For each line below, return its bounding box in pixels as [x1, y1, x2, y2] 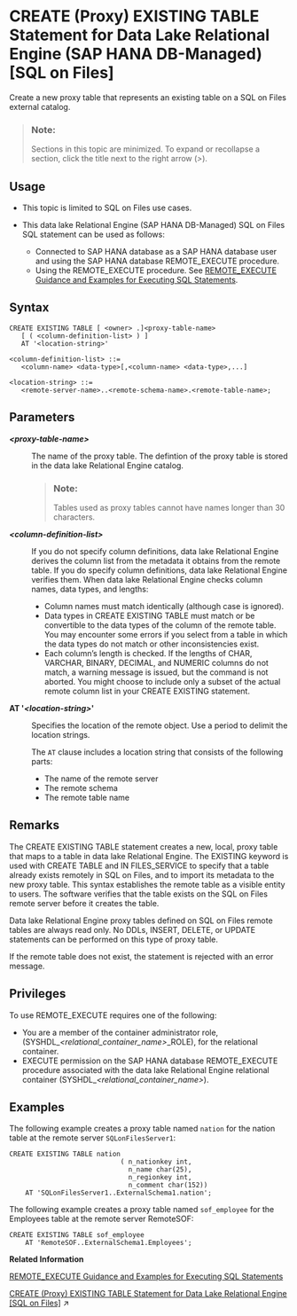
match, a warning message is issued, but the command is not [43, 667, 269, 678]
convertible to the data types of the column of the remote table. [43, 619, 277, 631]
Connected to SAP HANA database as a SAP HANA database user [35, 247, 277, 257]
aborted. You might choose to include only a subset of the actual [43, 676, 281, 686]
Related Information [9, 1254, 84, 1265]
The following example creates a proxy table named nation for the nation [9, 1124, 276, 1134]
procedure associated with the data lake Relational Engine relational [21, 1064, 270, 1075]
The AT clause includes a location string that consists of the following [31, 747, 284, 757]
